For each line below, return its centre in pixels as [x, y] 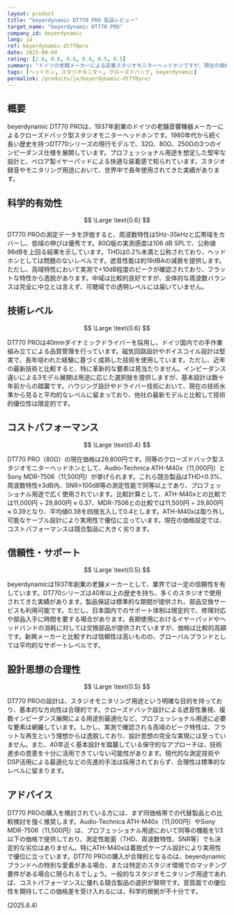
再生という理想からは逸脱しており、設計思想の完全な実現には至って [123, 736]
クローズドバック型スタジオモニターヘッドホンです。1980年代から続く [120, 135]
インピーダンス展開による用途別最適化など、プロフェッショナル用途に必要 [119, 718]
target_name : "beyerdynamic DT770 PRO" [65, 26]
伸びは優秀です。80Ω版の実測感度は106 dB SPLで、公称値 [133, 243]
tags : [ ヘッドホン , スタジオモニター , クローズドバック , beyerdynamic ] [102, 72]
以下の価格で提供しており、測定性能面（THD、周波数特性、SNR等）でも [111, 839]
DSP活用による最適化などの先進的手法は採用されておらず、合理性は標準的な [117, 762]
